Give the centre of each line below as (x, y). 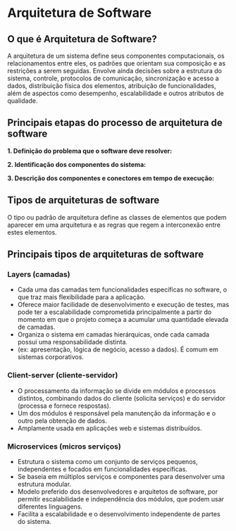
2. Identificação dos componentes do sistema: (77, 164)
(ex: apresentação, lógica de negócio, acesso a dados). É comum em (118, 349)
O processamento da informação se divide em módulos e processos (117, 391)
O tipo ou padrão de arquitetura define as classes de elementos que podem (117, 217)
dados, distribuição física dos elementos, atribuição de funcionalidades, (112, 86)
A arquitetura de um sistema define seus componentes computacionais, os (116, 56)
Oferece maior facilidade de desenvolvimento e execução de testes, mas (123, 305)
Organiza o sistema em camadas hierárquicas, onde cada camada (113, 335)
